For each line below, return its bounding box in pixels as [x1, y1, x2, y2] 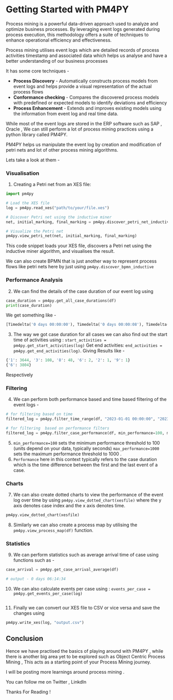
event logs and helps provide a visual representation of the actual [13, 83, 152, 89]
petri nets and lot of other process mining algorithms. [6, 146, 119, 153]
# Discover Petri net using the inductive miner [6, 214, 112, 219]
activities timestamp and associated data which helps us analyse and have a [6, 52, 167, 59]
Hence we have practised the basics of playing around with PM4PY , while [6, 648, 164, 654]
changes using [13, 610, 45, 616]
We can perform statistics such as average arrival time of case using [13, 551, 159, 558]
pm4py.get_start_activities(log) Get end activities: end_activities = [13, 342, 162, 348]
